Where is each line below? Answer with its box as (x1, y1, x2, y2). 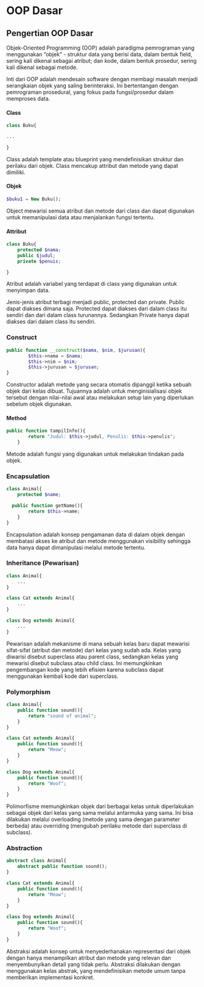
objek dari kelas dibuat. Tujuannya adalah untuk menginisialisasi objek (6, 387, 183, 395)
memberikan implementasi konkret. (6, 974, 95, 981)
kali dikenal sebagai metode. (6, 64, 78, 71)
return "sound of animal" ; (28, 713, 97, 719)
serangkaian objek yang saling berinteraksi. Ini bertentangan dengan (6, 82, 178, 89)
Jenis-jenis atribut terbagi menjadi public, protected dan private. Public (6, 299, 185, 306)
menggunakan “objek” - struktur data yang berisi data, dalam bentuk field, (6, 51, 193, 58)
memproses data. (6, 95, 51, 102)
